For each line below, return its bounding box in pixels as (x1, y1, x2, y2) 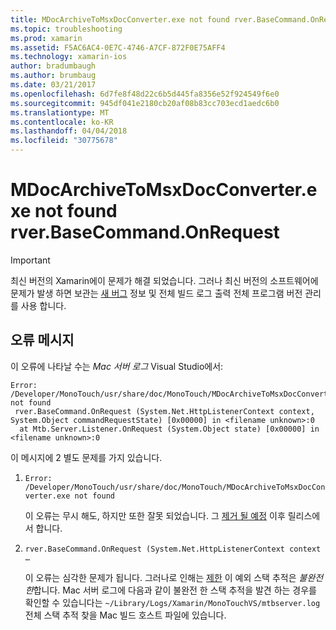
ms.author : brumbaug (10, 71, 97, 81)
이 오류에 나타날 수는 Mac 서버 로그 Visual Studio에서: (10, 360, 224, 372)
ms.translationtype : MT (10, 107, 110, 118)
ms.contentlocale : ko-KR (10, 117, 114, 127)
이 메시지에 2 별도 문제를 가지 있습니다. (10, 451, 163, 463)
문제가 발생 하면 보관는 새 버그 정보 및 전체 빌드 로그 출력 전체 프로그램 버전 (10, 287, 303, 299)
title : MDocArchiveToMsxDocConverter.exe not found (10, 14, 230, 25)
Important (10, 254, 51, 266)
